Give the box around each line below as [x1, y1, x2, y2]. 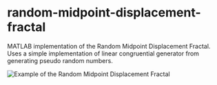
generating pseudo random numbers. [7, 56, 114, 64]
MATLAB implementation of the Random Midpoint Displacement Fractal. [7, 42, 211, 50]
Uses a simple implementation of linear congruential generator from [7, 49, 200, 58]
